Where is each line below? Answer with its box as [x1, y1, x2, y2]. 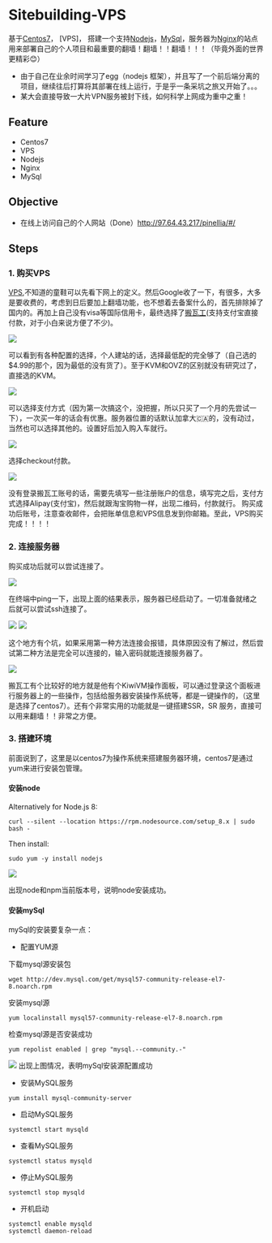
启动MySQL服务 [19, 1110, 74, 1120]
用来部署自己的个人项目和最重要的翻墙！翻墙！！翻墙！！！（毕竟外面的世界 [8, 43, 264, 54]
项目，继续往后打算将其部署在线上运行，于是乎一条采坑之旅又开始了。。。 [19, 81, 261, 91]
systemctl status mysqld [8, 1157, 92, 1166]
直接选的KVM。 [8, 371, 61, 381]
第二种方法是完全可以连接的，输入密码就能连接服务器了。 [15, 648, 207, 658]
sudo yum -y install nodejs [8, 855, 104, 863]
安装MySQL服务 [19, 1078, 74, 1088]
